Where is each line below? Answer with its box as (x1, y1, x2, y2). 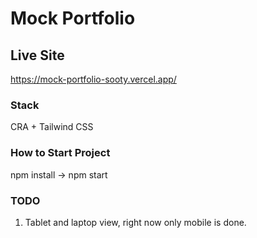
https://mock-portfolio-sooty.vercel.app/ (10, 73, 177, 85)
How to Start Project (10, 146, 111, 160)
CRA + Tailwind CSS (10, 121, 94, 133)
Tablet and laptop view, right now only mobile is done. (24, 216, 247, 228)
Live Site (10, 47, 65, 64)
